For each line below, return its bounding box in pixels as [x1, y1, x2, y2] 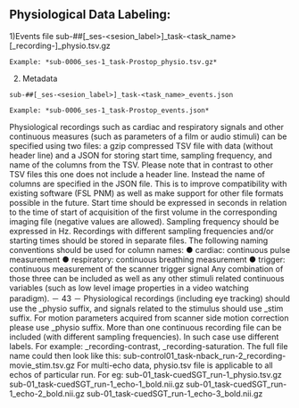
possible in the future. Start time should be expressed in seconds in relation [9, 197, 287, 208]
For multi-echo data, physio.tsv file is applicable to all [77, 360, 274, 371]
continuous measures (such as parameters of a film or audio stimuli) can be [9, 131, 287, 142]
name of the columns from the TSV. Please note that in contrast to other [9, 159, 274, 170]
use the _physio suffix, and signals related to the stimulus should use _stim [9, 303, 284, 314]
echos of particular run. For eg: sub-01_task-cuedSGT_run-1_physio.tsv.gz [9, 369, 283, 379]
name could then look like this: [9, 350, 122, 361]
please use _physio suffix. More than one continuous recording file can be [9, 322, 282, 332]
